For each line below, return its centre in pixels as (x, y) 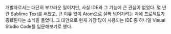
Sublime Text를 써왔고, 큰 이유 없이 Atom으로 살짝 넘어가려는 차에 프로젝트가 (88, 14)
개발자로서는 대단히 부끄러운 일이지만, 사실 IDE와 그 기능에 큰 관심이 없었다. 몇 (83, 7)
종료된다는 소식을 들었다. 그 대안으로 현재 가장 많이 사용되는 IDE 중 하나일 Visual (85, 20)
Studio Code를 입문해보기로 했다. (39, 26)
